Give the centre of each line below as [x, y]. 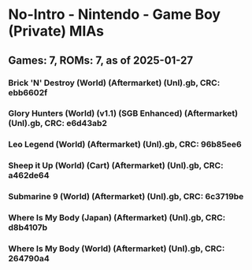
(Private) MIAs [56, 31]
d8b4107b [28, 227]
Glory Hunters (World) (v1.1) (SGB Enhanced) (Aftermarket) [123, 113]
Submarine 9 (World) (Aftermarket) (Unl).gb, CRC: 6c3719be [126, 197]
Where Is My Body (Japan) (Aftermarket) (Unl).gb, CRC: [117, 218]
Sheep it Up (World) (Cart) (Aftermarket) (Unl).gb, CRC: [116, 165]
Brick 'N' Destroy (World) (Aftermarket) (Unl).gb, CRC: [114, 83]
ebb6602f [28, 92]
